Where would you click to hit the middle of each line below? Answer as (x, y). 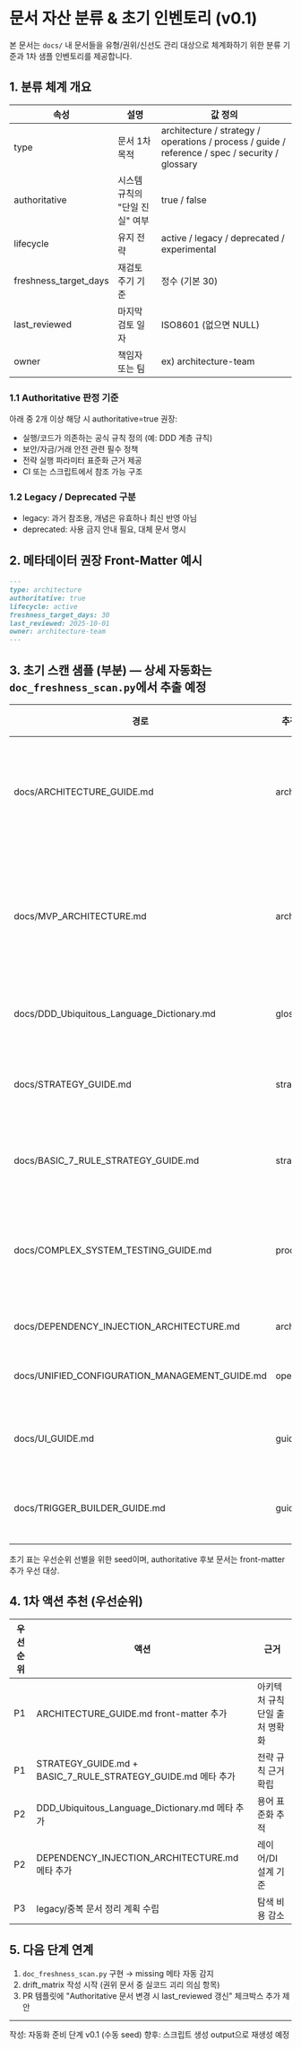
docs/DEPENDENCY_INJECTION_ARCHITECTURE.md (127, 1326)
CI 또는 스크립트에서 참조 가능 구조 (82, 472)
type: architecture (46, 590)
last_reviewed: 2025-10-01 (60, 623)
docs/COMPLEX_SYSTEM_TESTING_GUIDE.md (113, 1250)
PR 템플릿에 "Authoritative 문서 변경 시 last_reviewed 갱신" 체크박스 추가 (151, 1995)
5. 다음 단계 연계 (52, 1950)
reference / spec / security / (220, 152)
